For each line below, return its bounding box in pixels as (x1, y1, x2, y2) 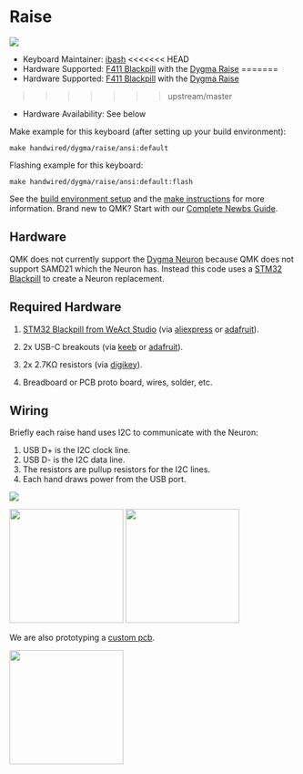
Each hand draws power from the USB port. (22, 474, 187, 485)
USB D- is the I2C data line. (22, 454, 126, 466)
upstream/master (167, 90, 233, 101)
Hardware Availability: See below (22, 108, 146, 119)
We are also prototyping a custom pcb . (9, 632, 156, 644)
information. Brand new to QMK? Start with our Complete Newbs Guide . (9, 202, 278, 213)
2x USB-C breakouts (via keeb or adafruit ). (22, 341, 184, 352)
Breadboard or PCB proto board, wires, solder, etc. (22, 377, 213, 387)
